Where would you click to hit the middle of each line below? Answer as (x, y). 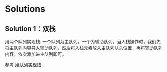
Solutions (25, 9)
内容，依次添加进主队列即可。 (36, 54)
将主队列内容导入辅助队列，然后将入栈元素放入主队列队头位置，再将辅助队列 (84, 48)
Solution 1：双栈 (30, 29)
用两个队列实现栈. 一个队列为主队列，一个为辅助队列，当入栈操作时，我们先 (83, 41)
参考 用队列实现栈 (23, 65)
